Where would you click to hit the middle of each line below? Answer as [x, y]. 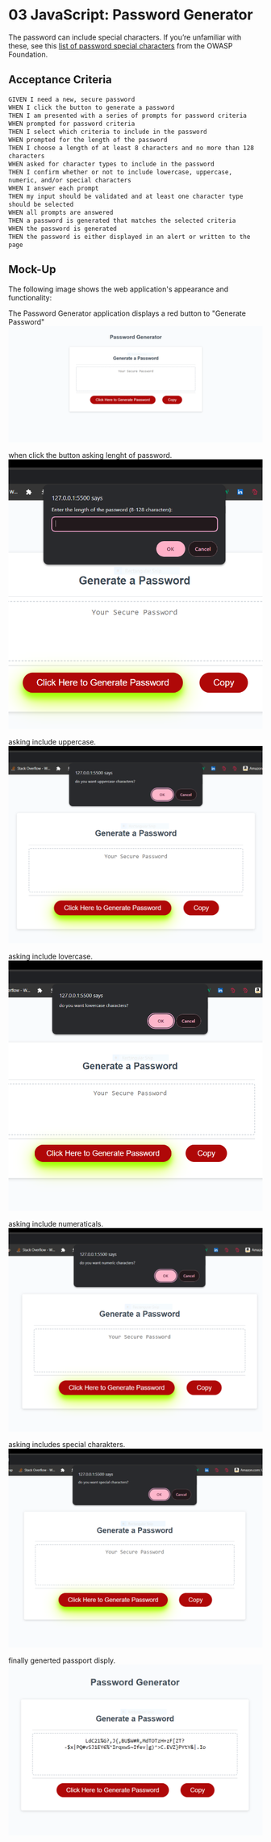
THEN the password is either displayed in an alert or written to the [129, 237]
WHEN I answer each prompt [54, 188]
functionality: [30, 297]
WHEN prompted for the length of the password [88, 140]
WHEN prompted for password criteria [72, 124]
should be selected [41, 204]
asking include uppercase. [52, 741]
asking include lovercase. [51, 956]
